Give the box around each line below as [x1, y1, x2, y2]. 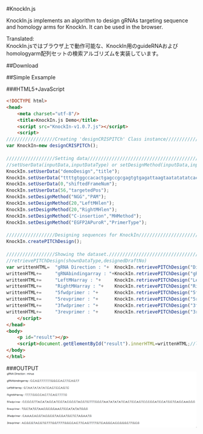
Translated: [6, 35, 34, 42]
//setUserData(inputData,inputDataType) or [6, 162, 118, 168]
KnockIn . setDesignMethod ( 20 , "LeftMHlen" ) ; [6, 200, 115, 206]
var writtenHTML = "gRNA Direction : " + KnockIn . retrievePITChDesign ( [6, 264, 190, 270]
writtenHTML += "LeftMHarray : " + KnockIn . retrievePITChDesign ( [6, 277, 190, 283]
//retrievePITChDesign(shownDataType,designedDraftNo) [6, 258, 147, 264]
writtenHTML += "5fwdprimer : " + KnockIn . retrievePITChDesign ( [6, 290, 190, 296]
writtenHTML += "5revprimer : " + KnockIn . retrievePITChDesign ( [6, 296, 190, 302]
